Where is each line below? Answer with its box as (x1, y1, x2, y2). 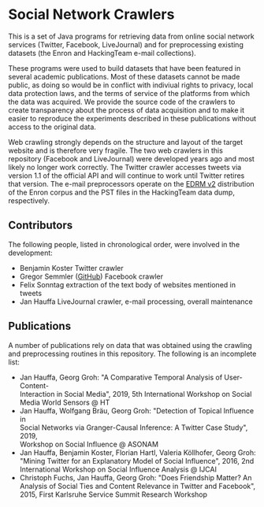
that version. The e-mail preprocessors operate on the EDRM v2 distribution (8, 179, 255, 188)
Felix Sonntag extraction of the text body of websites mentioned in (19, 279, 236, 289)
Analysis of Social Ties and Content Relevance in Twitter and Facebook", (19, 481, 256, 490)
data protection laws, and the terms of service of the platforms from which (8, 88, 251, 98)
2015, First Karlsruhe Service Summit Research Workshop (19, 490, 207, 499)
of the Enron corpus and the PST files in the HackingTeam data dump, (8, 187, 235, 197)
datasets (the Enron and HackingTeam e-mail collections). (8, 48, 197, 57)
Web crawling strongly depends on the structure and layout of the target (8, 137, 243, 146)
